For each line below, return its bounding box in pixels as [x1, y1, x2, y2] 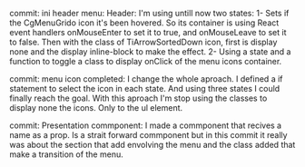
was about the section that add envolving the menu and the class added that [9, 140, 296, 150]
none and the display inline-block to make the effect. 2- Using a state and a [9, 46, 291, 57]
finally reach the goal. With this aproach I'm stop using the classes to [9, 93, 268, 103]
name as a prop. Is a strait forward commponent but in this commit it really [9, 130, 288, 140]
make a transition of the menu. [9, 149, 124, 160]
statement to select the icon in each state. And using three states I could [9, 83, 280, 93]
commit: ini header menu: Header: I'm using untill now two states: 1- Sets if [9, 8, 290, 18]
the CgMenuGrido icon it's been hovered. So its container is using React [9, 17, 280, 28]
